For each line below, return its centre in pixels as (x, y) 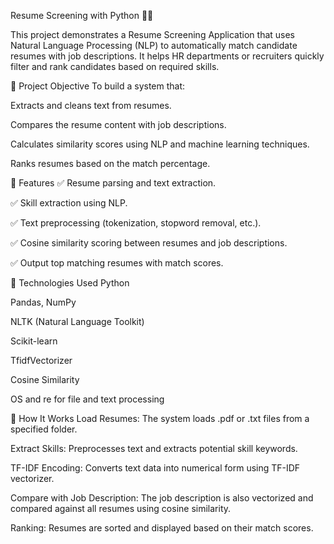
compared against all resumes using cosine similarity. (121, 508)
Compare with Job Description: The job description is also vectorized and (162, 498)
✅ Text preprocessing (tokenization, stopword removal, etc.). (136, 223)
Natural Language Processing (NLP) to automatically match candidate (154, 45)
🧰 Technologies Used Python (70, 283)
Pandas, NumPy (43, 302)
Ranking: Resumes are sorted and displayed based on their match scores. (162, 528)
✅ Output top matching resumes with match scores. (117, 263)
